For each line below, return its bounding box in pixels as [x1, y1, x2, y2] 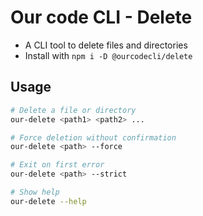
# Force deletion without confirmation [10, 132, 177, 143]
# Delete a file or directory [10, 105, 137, 115]
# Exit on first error [10, 160, 105, 170]
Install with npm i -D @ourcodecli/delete [24, 49, 193, 61]
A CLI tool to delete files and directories [24, 39, 188, 51]
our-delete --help [10, 196, 87, 206]
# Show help [10, 187, 60, 197]
